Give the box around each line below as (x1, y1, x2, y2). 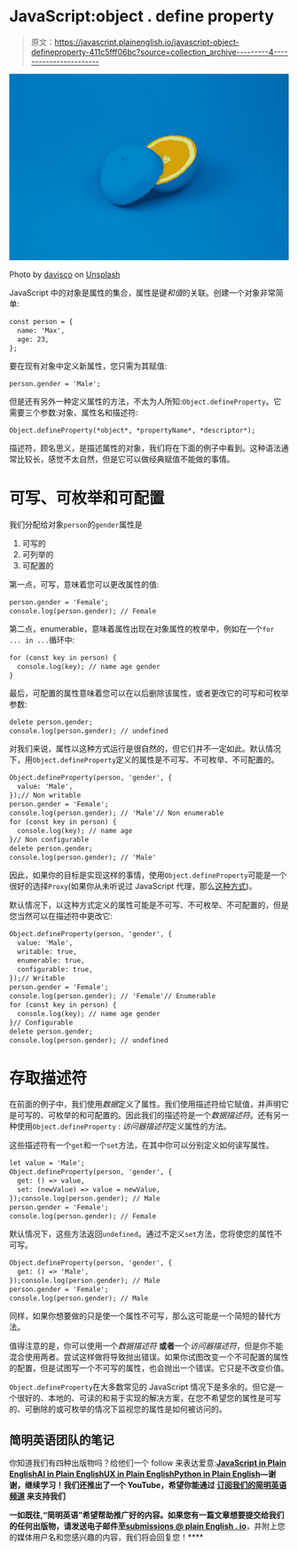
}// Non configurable (9, 835, 90, 844)
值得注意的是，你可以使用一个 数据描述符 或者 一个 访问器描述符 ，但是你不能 (9, 1341, 284, 1351)
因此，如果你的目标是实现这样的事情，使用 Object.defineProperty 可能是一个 (9, 870, 287, 880)
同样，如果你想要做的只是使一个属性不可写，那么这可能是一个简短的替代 (9, 1311, 273, 1321)
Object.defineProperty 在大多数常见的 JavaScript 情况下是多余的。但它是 (9, 1382, 277, 1392)
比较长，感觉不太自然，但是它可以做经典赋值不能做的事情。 (16, 453, 235, 464)
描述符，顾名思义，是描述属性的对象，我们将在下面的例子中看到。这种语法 (9, 442, 281, 453)
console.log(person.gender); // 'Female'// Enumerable (9, 991, 216, 1000)
